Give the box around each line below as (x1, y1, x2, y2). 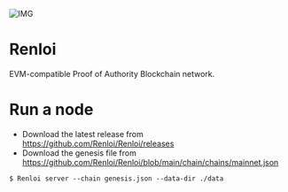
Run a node (9, 100, 94, 119)
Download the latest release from (21, 128, 144, 139)
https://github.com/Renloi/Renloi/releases (21, 138, 175, 149)
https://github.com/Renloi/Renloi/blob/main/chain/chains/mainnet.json (21, 157, 279, 167)
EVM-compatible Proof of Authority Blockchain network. (9, 68, 215, 79)
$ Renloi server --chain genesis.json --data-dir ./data (9, 173, 224, 183)
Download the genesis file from (21, 147, 137, 158)
